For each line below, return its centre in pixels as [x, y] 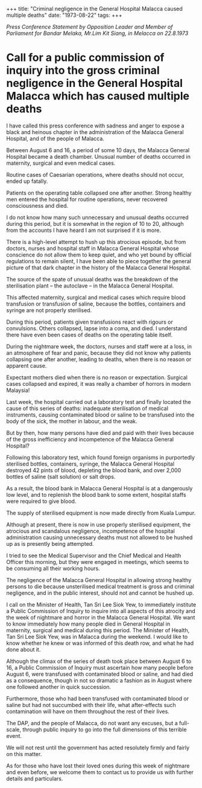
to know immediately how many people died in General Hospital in [88, 624]
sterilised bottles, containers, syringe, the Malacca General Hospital [90, 464]
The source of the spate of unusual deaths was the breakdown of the [92, 279]
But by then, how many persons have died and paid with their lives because [100, 433]
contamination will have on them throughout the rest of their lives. [88, 711]
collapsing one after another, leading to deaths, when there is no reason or [99, 359]
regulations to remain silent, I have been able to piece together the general [99, 261]
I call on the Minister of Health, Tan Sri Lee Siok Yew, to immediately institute [101, 604]
